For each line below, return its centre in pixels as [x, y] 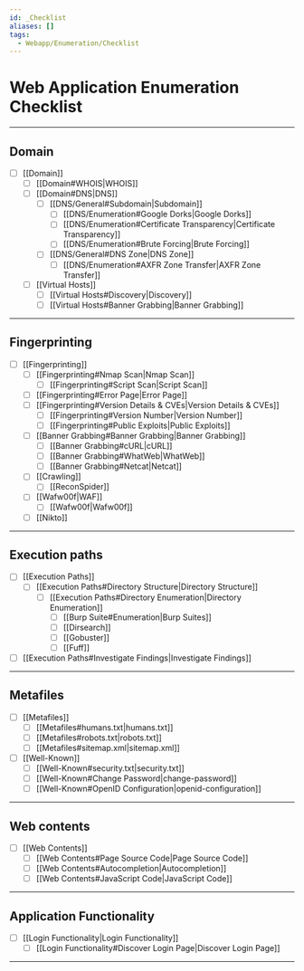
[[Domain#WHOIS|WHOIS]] [87, 184]
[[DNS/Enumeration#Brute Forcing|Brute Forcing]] [157, 244]
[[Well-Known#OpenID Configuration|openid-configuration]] [148, 789]
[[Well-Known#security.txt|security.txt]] [110, 768]
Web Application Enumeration [124, 88]
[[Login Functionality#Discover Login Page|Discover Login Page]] [158, 948]
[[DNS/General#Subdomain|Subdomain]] [126, 204]
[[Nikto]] [52, 518]
